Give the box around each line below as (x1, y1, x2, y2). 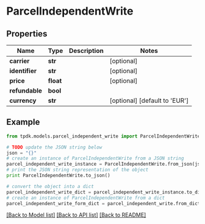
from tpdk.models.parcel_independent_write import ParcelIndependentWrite (6, 133, 201, 139)
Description (69, 47, 104, 55)
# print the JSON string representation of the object (6, 167, 149, 173)
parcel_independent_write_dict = (6, 189, 92, 195)
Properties (6, 29, 48, 39)
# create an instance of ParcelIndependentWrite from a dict (6, 195, 165, 201)
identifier (9, 67, 37, 75)
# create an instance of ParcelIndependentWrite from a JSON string (6, 155, 184, 162)
